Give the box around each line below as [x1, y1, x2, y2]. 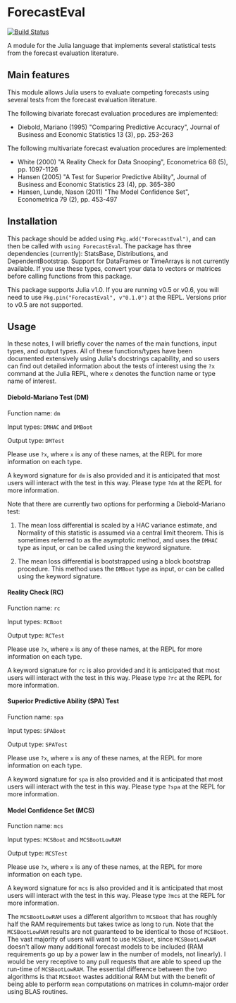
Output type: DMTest [7, 436, 65, 444]
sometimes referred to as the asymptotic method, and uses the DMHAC [17, 535, 218, 544]
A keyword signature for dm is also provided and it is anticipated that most [7, 470, 221, 480]
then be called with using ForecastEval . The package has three [7, 241, 192, 250]
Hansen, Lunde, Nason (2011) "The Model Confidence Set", [17, 188, 190, 196]
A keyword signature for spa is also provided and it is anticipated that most [7, 774, 223, 783]
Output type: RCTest [7, 631, 65, 639]
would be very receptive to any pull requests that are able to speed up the [7, 957, 222, 966]
